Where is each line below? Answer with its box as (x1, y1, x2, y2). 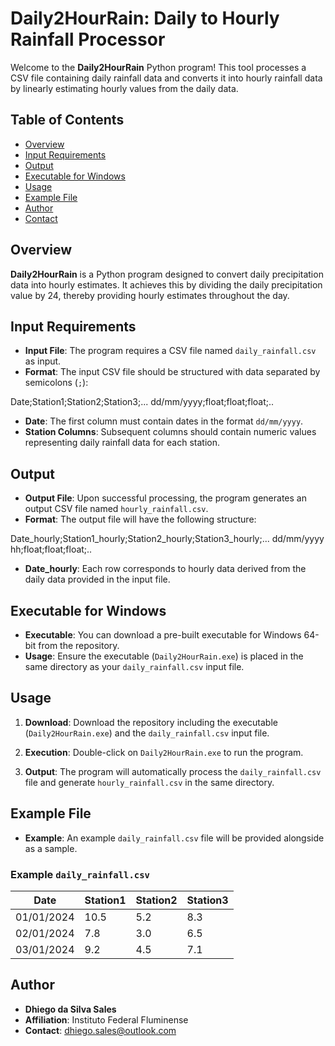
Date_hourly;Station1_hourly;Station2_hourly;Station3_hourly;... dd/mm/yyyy (10, 533, 325, 545)
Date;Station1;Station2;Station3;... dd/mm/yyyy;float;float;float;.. (10, 396, 275, 408)
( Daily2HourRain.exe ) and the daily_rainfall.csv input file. (24, 727, 270, 739)
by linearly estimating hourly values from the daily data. (10, 82, 239, 94)
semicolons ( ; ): (24, 377, 89, 389)
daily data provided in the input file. (24, 573, 171, 586)
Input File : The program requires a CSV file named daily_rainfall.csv (24, 345, 317, 357)
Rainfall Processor (10, 28, 166, 51)
